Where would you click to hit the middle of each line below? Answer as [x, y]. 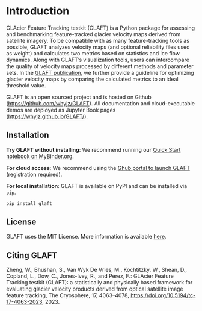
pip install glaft [29, 203]
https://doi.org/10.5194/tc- [163, 295]
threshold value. [26, 85]
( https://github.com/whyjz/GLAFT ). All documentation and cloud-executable [101, 103]
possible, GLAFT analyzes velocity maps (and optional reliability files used [98, 47]
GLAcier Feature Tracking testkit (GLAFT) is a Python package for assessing [101, 28]
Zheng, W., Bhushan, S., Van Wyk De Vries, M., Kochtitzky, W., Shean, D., [97, 270]
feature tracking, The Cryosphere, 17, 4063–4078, [68, 295]
